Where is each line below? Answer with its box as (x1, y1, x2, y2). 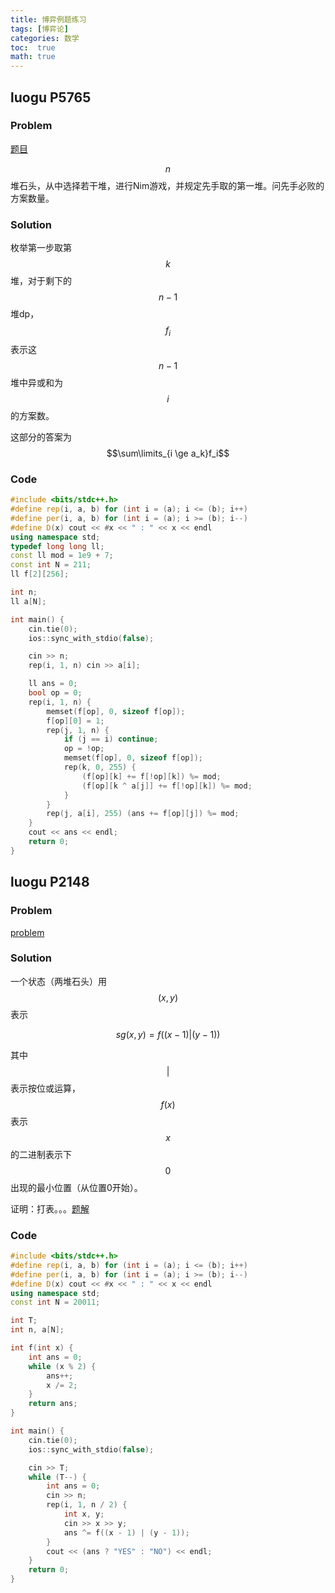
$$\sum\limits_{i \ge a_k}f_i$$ (106, 447, 230, 459)
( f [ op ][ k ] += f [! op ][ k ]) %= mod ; (81, 771, 222, 781)
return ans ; (28, 1399, 78, 1409)
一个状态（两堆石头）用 (10, 975, 107, 987)
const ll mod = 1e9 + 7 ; (10, 551, 114, 561)
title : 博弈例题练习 (10, 14, 87, 25)
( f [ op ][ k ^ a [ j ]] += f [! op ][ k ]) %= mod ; (81, 781, 253, 791)
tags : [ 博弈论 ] (10, 24, 70, 34)
